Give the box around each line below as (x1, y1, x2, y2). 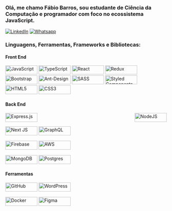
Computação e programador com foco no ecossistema (5, 10, 144, 17)
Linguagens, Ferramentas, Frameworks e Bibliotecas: (5, 41, 141, 49)
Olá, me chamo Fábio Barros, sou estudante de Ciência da (5, 4, 152, 11)
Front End (5, 54, 27, 60)
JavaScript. (5, 17, 35, 24)
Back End (5, 101, 26, 107)
